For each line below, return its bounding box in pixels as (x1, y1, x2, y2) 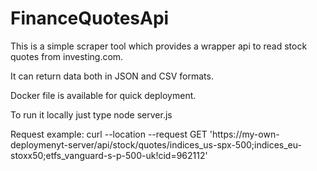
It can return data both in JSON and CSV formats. (10, 70, 214, 82)
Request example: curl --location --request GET (10, 128, 208, 140)
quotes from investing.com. (10, 50, 124, 62)
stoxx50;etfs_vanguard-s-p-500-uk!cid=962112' (10, 149, 208, 161)
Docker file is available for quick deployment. (10, 89, 197, 101)
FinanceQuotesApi (10, 7, 170, 30)
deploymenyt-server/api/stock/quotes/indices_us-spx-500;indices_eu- (10, 138, 302, 151)
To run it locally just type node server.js (10, 108, 173, 121)
